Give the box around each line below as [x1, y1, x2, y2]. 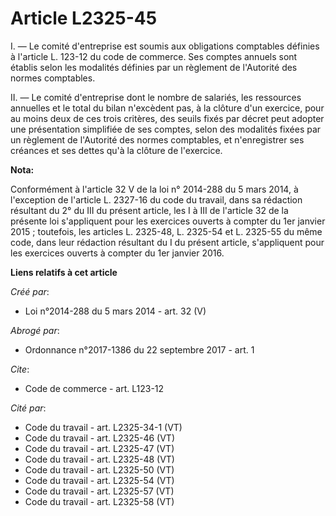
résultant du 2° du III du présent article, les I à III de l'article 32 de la [10, 204, 289, 216]
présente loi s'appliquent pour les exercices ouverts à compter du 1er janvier [10, 215, 326, 227]
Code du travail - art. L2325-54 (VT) [24, 474, 175, 486]
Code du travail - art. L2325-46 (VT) [24, 432, 175, 444]
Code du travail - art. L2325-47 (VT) [24, 442, 175, 454]
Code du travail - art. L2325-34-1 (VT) [24, 421, 183, 433]
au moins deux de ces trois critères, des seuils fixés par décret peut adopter [10, 112, 325, 124]
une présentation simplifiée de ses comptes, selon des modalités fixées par [10, 123, 322, 135]
